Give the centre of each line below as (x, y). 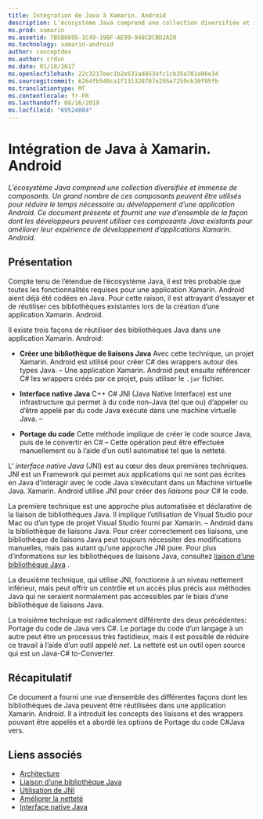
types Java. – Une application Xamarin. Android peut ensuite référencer (135, 370)
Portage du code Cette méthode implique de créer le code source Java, (136, 433)
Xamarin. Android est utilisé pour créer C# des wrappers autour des (129, 361)
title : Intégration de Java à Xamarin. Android (87, 15)
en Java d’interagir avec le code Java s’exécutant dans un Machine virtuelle (130, 482)
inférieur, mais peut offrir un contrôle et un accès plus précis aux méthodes (130, 588)
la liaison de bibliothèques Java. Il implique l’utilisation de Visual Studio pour (130, 514)
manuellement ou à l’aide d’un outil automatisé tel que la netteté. (123, 450)
